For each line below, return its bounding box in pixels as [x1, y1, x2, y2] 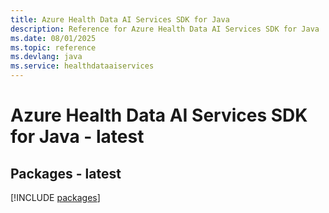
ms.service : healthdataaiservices [10, 61, 155, 71]
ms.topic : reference [10, 42, 97, 53]
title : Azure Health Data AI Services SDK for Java [10, 14, 230, 25]
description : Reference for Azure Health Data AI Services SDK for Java [10, 24, 320, 34]
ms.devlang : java [10, 52, 83, 62]
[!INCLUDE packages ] [10, 192, 101, 203]
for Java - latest [10, 126, 145, 148]
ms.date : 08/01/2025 [10, 33, 97, 43]
